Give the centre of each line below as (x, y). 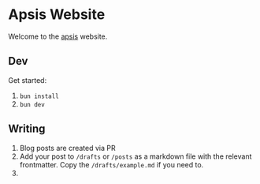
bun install (39, 96)
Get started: (28, 80)
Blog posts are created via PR (67, 148)
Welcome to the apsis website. (58, 36)
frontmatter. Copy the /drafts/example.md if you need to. (111, 164)
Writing (27, 129)
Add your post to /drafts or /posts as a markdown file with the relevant (136, 156)
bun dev (32, 104)
